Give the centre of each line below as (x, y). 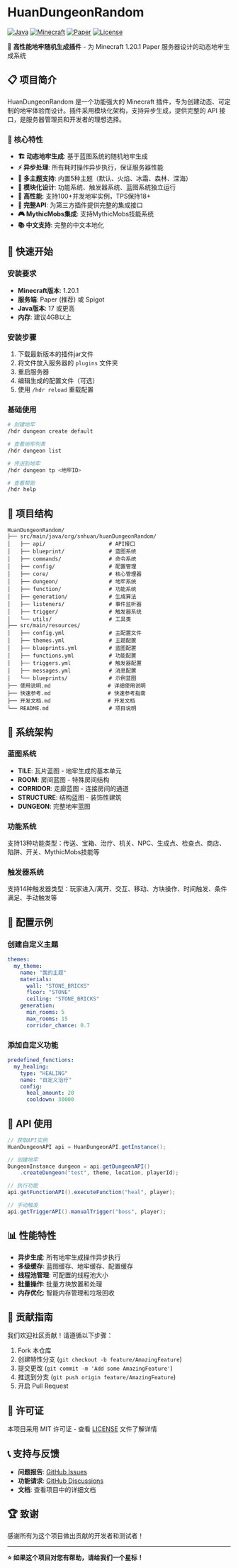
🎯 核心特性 (25, 139)
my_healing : (32, 1066)
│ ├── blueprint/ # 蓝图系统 (72, 552)
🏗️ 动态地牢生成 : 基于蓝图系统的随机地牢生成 (83, 156)
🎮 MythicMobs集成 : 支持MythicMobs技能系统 (86, 214)
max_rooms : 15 (47, 1019)
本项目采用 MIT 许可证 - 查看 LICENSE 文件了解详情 (82, 1429)
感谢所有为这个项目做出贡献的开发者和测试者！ (75, 1535)
